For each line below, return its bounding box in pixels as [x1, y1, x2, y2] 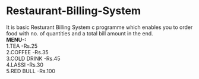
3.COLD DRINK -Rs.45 [6, 55, 61, 62]
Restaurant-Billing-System [6, 4, 141, 18]
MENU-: [6, 36, 27, 43]
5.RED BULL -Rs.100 [6, 67, 55, 74]
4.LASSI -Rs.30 [6, 61, 43, 68]
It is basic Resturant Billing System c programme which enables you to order [6, 24, 193, 31]
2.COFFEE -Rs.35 [6, 48, 49, 55]
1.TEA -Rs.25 [6, 42, 38, 50]
